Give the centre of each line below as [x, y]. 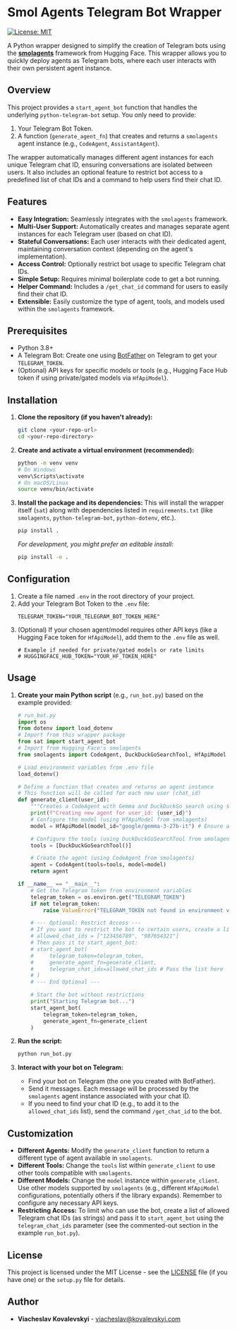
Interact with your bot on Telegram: [70, 1067]
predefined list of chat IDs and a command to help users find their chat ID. [115, 179]
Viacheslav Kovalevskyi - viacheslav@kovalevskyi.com [99, 1319]
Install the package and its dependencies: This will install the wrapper [121, 503]
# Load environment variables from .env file [85, 767]
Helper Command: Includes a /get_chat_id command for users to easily [123, 286]
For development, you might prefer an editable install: [96, 544]
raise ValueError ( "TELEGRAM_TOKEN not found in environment [133, 910]
